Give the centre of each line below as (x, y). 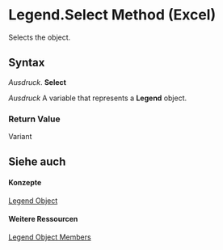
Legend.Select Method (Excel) (112, 15)
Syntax (27, 63)
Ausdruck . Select (38, 82)
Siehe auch (37, 162)
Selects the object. (40, 37)
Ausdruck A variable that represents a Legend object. (98, 98)
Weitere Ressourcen (43, 219)
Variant (20, 137)
